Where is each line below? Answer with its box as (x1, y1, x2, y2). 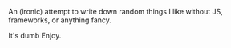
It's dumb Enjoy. (8, 31, 62, 40)
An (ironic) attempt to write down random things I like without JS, (8, 7, 223, 16)
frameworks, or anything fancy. (8, 15, 112, 25)
